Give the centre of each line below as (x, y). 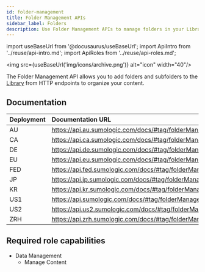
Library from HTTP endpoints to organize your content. (75, 83)
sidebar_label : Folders (37, 23)
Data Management (38, 255)
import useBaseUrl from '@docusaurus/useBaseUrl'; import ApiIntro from (99, 46)
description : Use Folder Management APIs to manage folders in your (95, 29)
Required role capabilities (56, 241)
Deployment (27, 120)
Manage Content (45, 262)
